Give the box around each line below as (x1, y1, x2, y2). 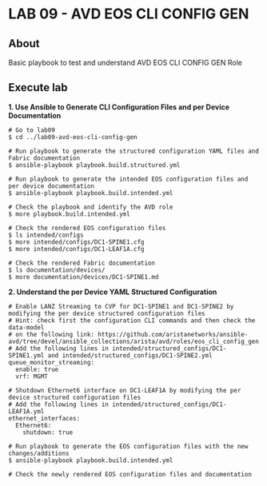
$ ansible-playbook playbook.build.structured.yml (8, 161, 181, 169)
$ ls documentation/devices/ (8, 265, 106, 274)
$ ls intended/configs (8, 231, 84, 239)
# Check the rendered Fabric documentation (8, 259, 156, 267)
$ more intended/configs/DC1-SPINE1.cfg (8, 237, 145, 246)
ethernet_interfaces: (8, 414, 81, 422)
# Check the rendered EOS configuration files (8, 224, 166, 232)
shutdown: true (22, 428, 74, 436)
